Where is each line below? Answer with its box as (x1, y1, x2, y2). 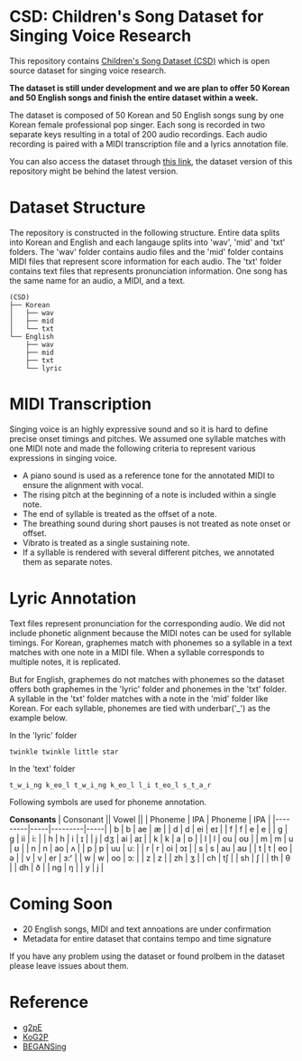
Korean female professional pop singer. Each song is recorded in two (9, 119, 266, 130)
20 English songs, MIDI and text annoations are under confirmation (22, 924, 272, 934)
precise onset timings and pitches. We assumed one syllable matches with (9, 433, 286, 444)
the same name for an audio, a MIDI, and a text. (9, 275, 186, 286)
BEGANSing (22, 1041, 67, 1052)
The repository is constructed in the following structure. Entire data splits (9, 227, 280, 238)
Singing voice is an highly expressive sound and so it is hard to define (9, 423, 269, 435)
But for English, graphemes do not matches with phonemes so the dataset (9, 673, 285, 684)
